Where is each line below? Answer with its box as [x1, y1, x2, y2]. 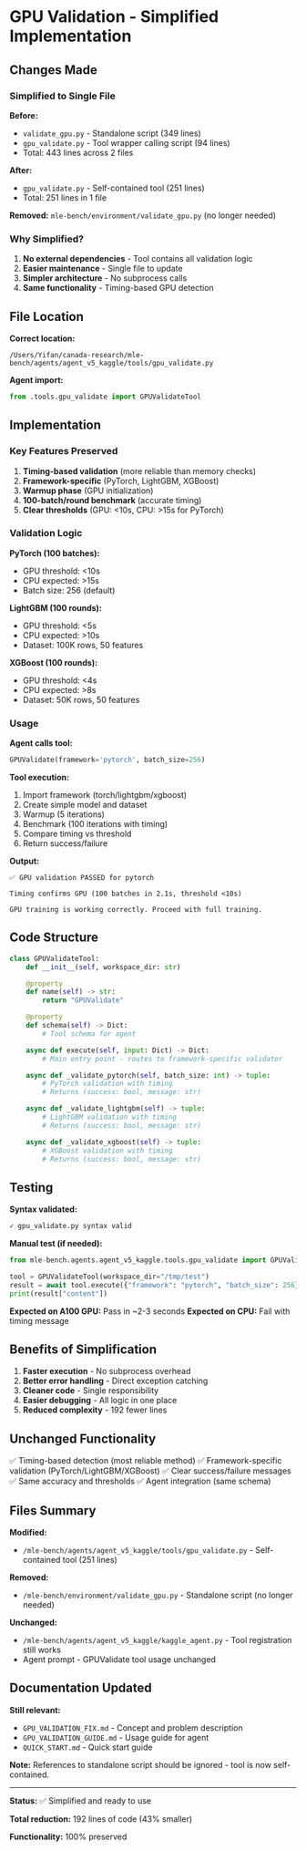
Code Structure [9, 930, 98, 946]
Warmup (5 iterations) [22, 809, 105, 820]
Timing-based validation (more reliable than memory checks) [22, 465, 257, 476]
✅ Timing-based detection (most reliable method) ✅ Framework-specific [9, 1455, 282, 1466]
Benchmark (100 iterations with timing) [22, 819, 168, 830]
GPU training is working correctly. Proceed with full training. [9, 905, 262, 915]
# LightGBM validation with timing [42, 1112, 178, 1122]
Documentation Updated [9, 1680, 152, 1696]
